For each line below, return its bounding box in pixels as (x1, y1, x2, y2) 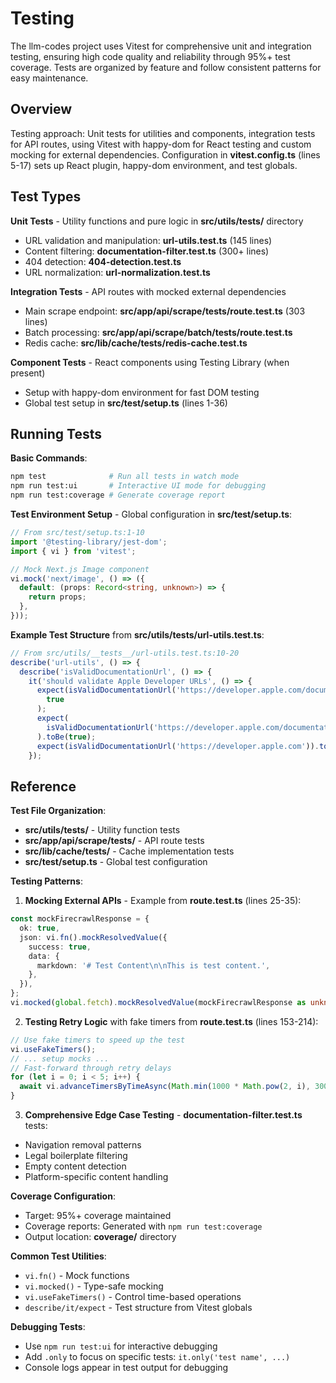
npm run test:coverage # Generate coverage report (10, 490, 226, 501)
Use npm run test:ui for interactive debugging (24, 1340, 218, 1352)
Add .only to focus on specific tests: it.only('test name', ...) (24, 1351, 291, 1363)
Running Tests (10, 425, 102, 442)
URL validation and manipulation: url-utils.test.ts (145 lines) (24, 234, 273, 246)
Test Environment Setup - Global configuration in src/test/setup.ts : (10, 508, 293, 520)
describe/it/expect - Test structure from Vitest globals (24, 1302, 253, 1314)
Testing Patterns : (10, 875, 83, 887)
